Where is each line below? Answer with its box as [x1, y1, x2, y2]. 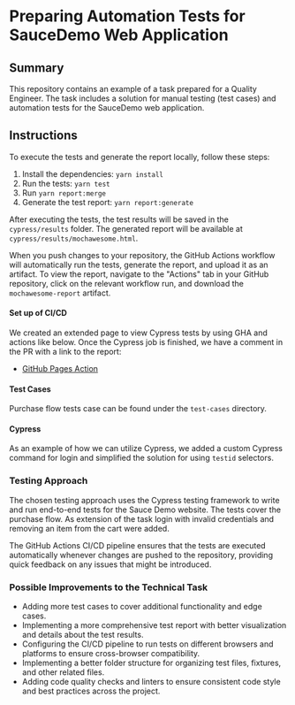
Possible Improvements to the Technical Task [9, 581, 208, 594]
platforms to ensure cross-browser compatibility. [21, 648, 200, 659]
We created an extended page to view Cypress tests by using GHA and [9, 327, 268, 338]
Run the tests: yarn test [21, 178, 110, 188]
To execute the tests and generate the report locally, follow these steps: [9, 151, 270, 162]
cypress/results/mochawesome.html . [9, 233, 139, 243]
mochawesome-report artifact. [9, 287, 111, 298]
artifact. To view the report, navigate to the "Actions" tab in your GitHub [9, 268, 269, 280]
